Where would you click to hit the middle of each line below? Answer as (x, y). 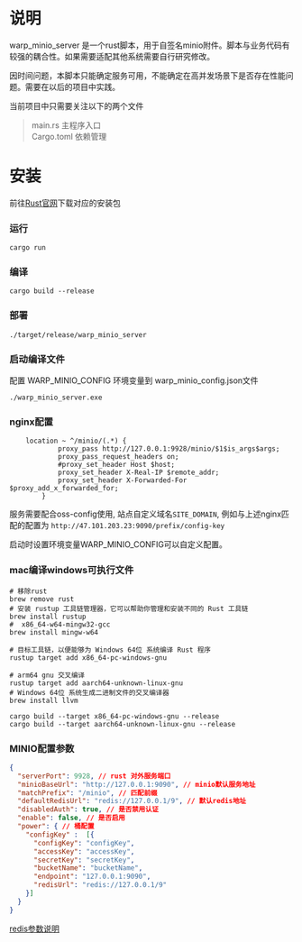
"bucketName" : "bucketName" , (88, 868)
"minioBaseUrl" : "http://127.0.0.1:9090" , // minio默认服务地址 (137, 784)
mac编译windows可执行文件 (72, 571)
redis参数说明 (35, 928)
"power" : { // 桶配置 (56, 827)
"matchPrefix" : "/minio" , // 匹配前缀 (87, 793)
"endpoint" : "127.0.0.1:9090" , (92, 877)
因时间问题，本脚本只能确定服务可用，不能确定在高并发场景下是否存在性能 (147, 75)
